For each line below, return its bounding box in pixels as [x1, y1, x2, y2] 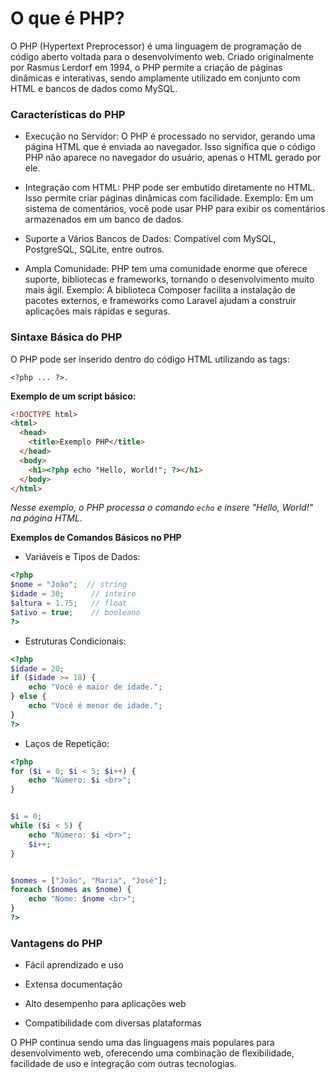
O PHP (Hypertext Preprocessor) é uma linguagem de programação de [10, 40, 302, 52]
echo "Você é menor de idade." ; [28, 701, 163, 711]
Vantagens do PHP [10, 936, 103, 950]
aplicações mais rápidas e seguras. [24, 305, 171, 317]
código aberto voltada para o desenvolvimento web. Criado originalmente [10, 50, 314, 62]
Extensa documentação [24, 978, 123, 991]
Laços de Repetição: [24, 737, 110, 749]
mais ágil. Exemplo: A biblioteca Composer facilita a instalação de [24, 284, 296, 296]
